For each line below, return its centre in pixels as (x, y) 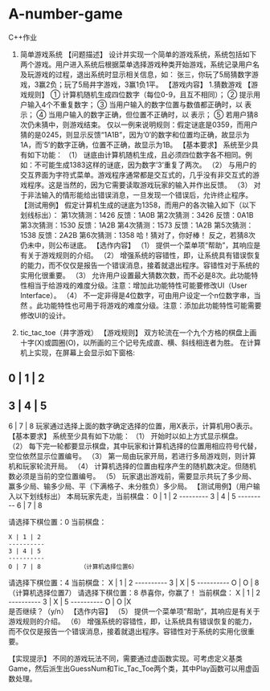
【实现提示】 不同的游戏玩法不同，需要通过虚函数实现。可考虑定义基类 (125, 659)
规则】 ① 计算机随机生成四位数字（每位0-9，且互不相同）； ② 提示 (140, 94)
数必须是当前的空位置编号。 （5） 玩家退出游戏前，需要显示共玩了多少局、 (132, 476)
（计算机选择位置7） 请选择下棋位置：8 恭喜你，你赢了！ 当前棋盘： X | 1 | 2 (135, 593)
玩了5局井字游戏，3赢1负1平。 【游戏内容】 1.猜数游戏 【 (157, 84)
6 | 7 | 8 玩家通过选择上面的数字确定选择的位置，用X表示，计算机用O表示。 (133, 426)
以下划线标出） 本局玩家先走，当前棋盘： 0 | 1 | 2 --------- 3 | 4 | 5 (125, 497)
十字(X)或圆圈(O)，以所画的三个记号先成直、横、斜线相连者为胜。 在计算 (140, 342)
